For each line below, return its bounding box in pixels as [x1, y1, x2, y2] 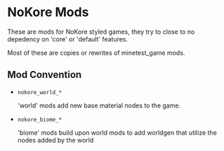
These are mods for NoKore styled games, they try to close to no [7, 27, 195, 36]
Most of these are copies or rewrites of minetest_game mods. [7, 48, 185, 57]
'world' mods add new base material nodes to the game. [17, 101, 181, 110]
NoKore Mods [7, 4, 89, 20]
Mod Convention [7, 69, 82, 81]
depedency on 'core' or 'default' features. [7, 34, 129, 43]
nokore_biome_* [17, 116, 62, 123]
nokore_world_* [17, 88, 62, 96]
